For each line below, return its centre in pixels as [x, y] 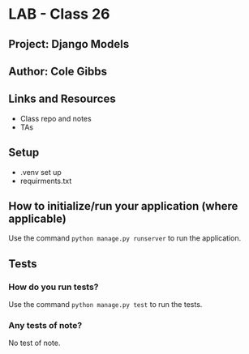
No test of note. [34, 343]
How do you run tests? [54, 287]
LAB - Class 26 [59, 14]
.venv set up [41, 172]
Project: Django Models [69, 44]
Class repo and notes [56, 118]
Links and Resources [62, 99]
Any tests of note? [45, 326]
